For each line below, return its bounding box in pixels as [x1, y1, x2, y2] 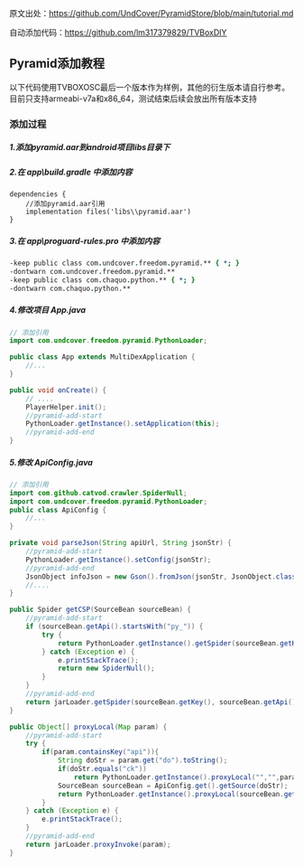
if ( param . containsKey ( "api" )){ [41, 748, 160, 757]
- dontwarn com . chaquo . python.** [9, 284, 131, 293]
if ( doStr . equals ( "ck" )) [57, 765, 147, 774]
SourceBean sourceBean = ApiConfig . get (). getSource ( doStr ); [57, 781, 289, 790]
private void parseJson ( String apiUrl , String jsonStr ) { [9, 539, 232, 548]
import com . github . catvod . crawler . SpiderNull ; [9, 488, 188, 497]
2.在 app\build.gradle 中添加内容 [9, 166, 133, 177]
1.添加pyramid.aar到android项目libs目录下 [9, 142, 170, 153]
